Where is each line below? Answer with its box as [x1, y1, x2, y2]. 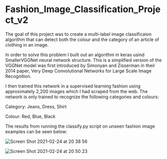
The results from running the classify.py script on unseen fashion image [5, 123, 155, 129]
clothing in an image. [5, 42, 49, 48]
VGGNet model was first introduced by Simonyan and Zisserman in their [5, 62, 155, 68]
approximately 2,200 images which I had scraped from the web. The [5, 88, 148, 94]
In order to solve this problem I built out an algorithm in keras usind [5, 52, 145, 58]
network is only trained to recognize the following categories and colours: [5, 94, 159, 100]
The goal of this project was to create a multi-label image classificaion [5, 31, 152, 37]
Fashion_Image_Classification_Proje [5, 4, 161, 15]
